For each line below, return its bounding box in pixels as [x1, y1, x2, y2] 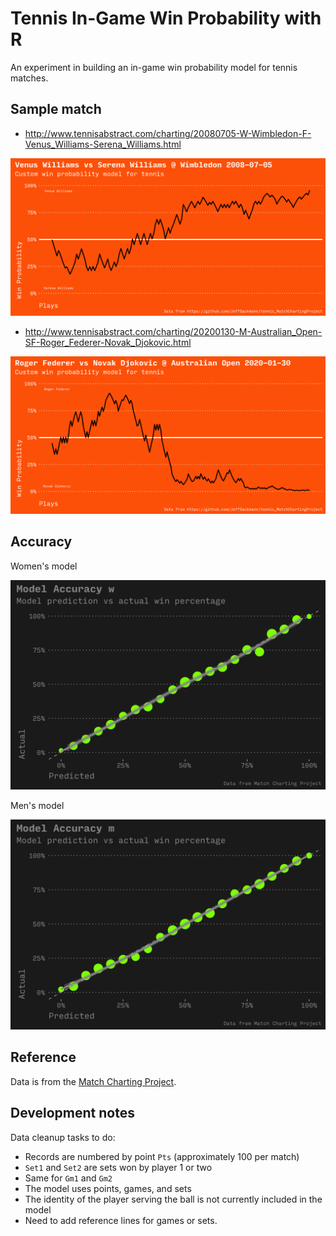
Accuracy [10, 533, 73, 551]
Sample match [10, 101, 102, 118]
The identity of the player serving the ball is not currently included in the [24, 1193, 323, 1205]
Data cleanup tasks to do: [10, 1131, 116, 1143]
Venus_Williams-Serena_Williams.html [24, 138, 182, 150]
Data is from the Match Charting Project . [10, 1075, 177, 1087]
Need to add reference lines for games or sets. [24, 1214, 218, 1226]
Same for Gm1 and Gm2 [24, 1172, 113, 1184]
